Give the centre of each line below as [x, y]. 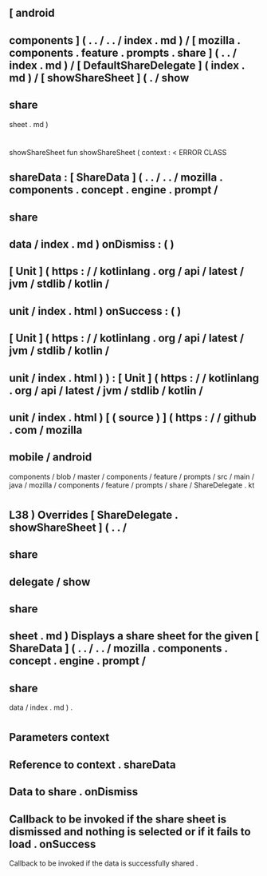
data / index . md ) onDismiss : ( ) [92, 244]
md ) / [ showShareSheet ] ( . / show [99, 78]
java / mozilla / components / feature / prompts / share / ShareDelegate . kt [132, 485]
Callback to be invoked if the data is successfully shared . [104, 863]
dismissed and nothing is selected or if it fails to [130, 832]
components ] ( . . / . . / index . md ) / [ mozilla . [125, 40]
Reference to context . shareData [92, 765]
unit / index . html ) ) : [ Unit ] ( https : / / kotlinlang [134, 378]
